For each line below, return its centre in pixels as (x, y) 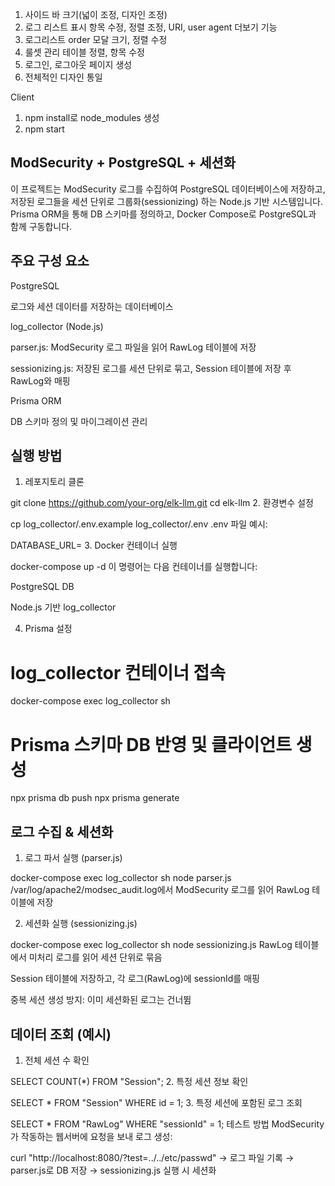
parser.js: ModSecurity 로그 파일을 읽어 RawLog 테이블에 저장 (133, 347)
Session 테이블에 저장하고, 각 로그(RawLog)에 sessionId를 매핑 (135, 979)
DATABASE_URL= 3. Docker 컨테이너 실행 (94, 545)
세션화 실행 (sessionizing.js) (81, 924)
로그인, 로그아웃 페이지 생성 (78, 64)
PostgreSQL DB (42, 587)
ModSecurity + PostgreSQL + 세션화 (123, 163)
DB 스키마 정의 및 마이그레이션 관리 (79, 421)
